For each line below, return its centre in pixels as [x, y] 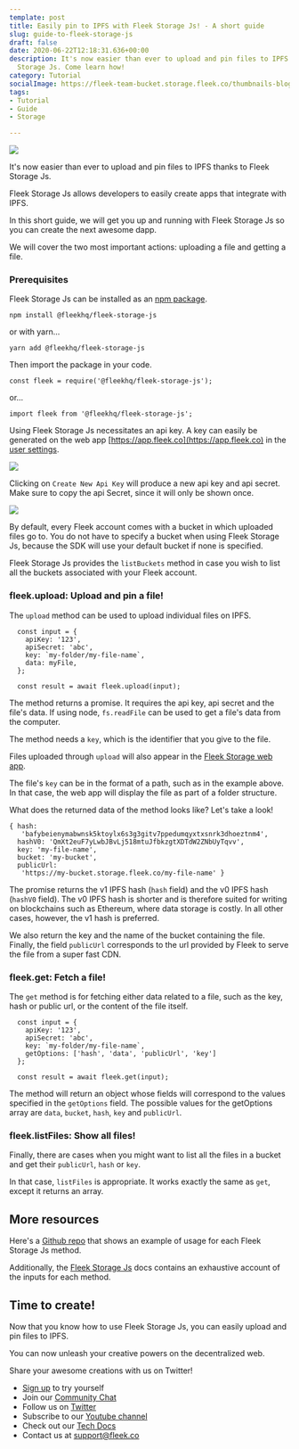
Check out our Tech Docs [69, 1425]
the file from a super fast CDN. [65, 954]
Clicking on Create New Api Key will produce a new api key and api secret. [145, 483]
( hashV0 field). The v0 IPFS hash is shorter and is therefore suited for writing [148, 899]
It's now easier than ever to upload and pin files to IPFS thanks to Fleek [139, 167]
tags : [19, 92]
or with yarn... [35, 332]
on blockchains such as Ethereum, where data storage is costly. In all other [146, 908]
